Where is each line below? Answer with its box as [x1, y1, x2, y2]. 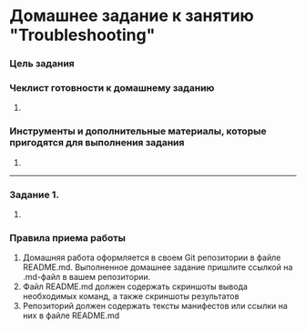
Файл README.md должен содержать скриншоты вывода [22, 281, 249, 292]
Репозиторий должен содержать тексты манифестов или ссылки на [22, 301, 289, 312]
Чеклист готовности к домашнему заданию [9, 82, 215, 95]
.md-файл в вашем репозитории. [22, 272, 151, 283]
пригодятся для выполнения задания [9, 136, 185, 149]
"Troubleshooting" [9, 25, 156, 45]
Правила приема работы [9, 231, 126, 244]
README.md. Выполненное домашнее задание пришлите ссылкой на [22, 262, 293, 273]
